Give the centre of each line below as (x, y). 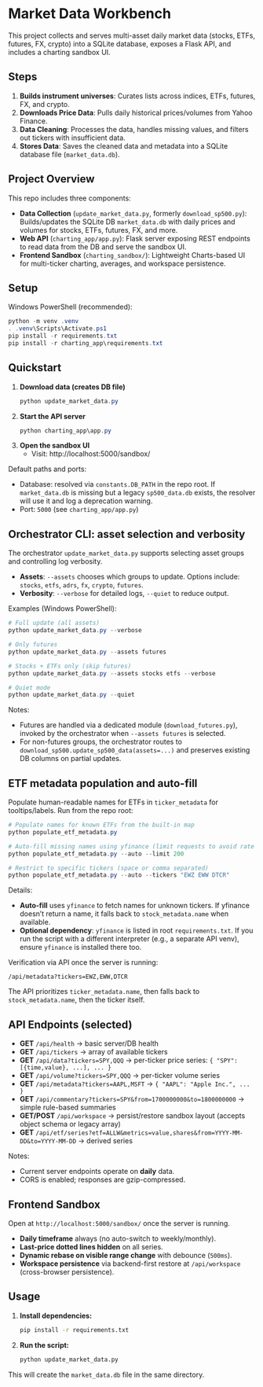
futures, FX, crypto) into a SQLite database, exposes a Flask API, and (120, 43)
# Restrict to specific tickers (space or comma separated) (109, 868)
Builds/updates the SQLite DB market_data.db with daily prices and (127, 222)
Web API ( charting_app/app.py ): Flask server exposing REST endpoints (135, 238)
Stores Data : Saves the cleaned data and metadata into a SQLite (124, 145)
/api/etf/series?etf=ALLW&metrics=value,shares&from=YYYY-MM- (139, 1133)
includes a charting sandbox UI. (60, 52)
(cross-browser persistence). (67, 1271)
